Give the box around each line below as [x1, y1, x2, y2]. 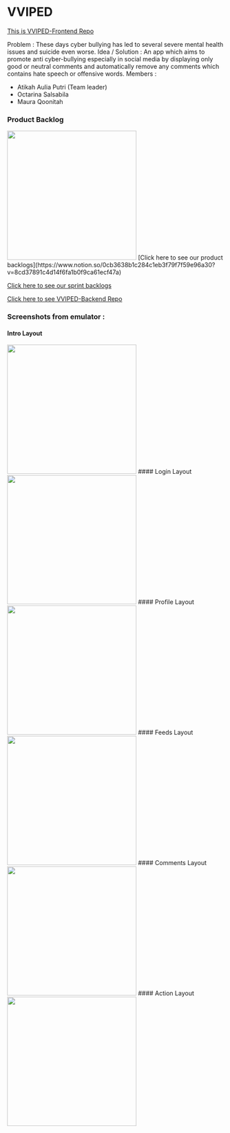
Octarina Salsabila [17, 90, 69, 98]
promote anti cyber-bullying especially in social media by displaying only [7, 54, 213, 63]
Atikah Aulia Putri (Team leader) [17, 83, 108, 91]
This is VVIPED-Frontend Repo [7, 27, 94, 35]
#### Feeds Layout [137, 728, 194, 737]
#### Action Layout [137, 989, 194, 997]
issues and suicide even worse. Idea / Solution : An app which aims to [7, 48, 205, 56]
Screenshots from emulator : [7, 312, 105, 322]
